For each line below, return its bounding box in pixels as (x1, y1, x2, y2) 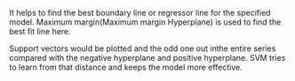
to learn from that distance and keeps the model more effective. (9, 62, 243, 72)
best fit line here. (9, 26, 71, 36)
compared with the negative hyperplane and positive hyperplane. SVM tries (9, 53, 286, 63)
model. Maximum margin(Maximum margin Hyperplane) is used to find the (9, 17, 282, 27)
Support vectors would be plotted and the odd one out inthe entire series (9, 43, 276, 54)
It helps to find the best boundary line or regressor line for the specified (9, 8, 271, 18)
